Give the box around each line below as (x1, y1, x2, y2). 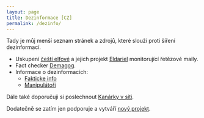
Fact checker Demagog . (15, 62, 76, 69)
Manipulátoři (24, 81, 56, 89)
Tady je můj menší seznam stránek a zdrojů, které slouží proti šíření (6, 37, 176, 45)
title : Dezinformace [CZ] (6, 15, 72, 21)
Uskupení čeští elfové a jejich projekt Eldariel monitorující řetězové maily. (15, 56, 199, 63)
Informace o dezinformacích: (15, 68, 89, 76)
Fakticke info (24, 75, 57, 83)
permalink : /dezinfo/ (6, 20, 62, 26)
